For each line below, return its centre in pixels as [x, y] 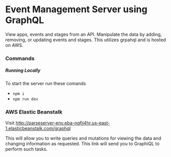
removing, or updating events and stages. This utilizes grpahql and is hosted [86, 40]
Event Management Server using [76, 9]
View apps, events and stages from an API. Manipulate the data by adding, [84, 34]
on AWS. [15, 45]
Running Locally [23, 70]
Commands [20, 58]
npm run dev [25, 99]
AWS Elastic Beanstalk [34, 112]
